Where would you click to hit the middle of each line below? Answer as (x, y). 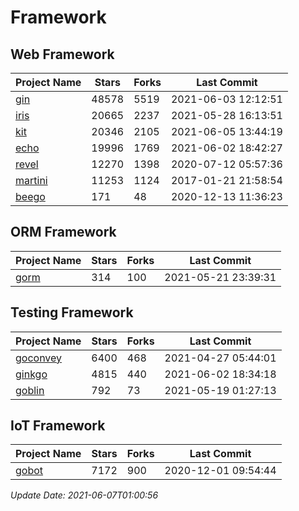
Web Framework (62, 54)
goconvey (39, 358)
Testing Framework (72, 312)
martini (31, 180)
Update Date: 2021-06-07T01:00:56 (84, 495)
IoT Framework (58, 426)
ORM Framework (63, 232)
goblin (30, 390)
